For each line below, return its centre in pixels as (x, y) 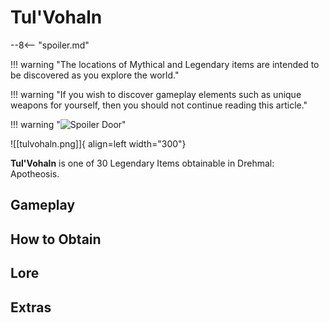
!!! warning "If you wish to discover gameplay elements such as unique (156, 94)
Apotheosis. (35, 173)
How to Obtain (56, 239)
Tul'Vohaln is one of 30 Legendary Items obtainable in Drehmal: (142, 163)
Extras (31, 307)
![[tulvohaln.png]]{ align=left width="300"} (98, 143)
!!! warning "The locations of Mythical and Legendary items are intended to (165, 64)
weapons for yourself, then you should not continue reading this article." (159, 105)
